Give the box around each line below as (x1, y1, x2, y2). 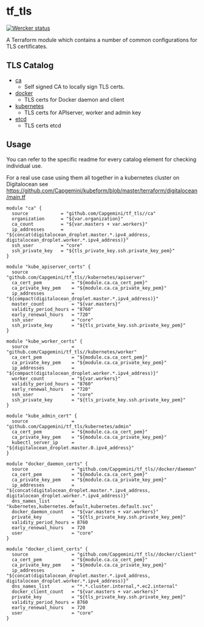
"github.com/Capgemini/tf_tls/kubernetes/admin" (6, 423, 132, 430)
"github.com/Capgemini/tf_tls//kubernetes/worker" (6, 349, 137, 355)
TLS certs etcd (24, 122, 62, 129)
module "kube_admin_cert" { (6, 413, 78, 419)
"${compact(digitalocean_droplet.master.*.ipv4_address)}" (6, 295, 159, 302)
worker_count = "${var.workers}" (12, 376, 121, 382)
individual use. (6, 162, 42, 169)
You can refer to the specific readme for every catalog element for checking (6, 155, 197, 163)
